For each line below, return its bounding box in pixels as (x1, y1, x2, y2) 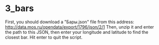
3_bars (5, 3, 34, 14)
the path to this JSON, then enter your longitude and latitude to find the (5, 29, 148, 35)
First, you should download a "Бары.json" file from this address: (5, 19, 135, 25)
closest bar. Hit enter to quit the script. (5, 34, 83, 40)
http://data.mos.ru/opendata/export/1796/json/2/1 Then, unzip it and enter (5, 24, 154, 30)
